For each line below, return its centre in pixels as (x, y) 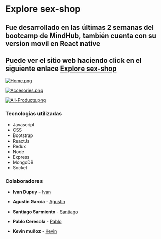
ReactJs (21, 141)
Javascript (24, 124)
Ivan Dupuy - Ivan (32, 192)
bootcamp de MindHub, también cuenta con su (81, 35)
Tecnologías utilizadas (34, 114)
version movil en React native (53, 43)
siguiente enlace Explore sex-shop (61, 68)
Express (21, 157)
